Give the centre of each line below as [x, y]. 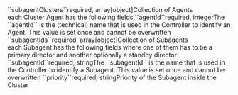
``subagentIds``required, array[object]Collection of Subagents [98, 40]
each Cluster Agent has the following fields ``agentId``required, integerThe [116, 17]
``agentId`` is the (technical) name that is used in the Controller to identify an [119, 25]
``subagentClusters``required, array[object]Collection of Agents [100, 10]
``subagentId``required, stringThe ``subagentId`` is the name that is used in [117, 62]
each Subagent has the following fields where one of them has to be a [110, 47]
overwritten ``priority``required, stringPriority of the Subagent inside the [112, 77]
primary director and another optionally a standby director [92, 55]
